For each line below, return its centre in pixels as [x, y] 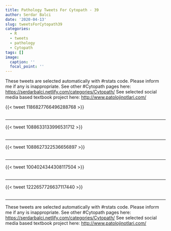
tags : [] [15, 52]
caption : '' [23, 62]
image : [12, 57]
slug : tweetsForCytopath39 [34, 24]
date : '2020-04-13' [26, 19]
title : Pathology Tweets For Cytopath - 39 [52, 10]
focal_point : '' [27, 67]
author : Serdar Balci [28, 15]
